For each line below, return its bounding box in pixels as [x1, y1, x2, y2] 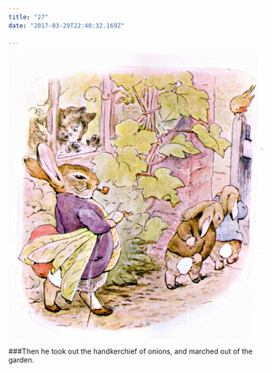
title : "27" [8, 13, 49, 21]
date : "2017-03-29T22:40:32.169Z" [8, 21, 125, 30]
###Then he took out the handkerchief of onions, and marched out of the [8, 346, 253, 356]
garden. [8, 355, 35, 365]
